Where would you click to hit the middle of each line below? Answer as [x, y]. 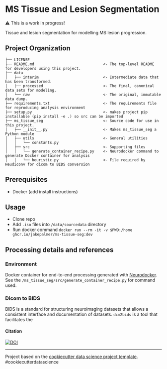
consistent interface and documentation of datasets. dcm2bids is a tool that [81, 314]
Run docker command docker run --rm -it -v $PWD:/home [72, 230]
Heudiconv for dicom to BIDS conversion [48, 164]
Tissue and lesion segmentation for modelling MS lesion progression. [76, 32]
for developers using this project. [43, 68]
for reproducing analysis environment [45, 108]
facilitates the [19, 320]
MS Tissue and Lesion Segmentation [82, 9]
